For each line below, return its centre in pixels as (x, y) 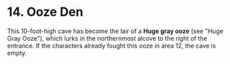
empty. (17, 53)
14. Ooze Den (45, 12)
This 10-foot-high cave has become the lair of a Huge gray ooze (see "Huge (115, 31)
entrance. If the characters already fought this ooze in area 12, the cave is (112, 45)
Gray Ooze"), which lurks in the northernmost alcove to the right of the (107, 38)
